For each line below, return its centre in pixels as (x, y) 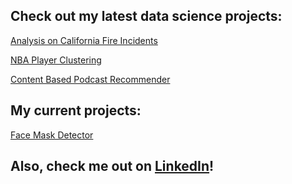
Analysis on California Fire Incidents (84, 40)
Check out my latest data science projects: (146, 16)
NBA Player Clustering (56, 60)
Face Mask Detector (52, 135)
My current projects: (76, 110)
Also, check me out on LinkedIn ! (112, 166)
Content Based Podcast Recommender (90, 79)
